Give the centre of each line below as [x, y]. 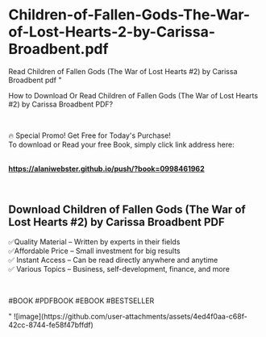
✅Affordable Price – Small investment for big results [94, 251]
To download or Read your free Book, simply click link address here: [122, 144]
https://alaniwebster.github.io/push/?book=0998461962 [107, 168]
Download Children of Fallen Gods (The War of [127, 210]
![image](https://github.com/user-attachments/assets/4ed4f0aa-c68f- [130, 316]
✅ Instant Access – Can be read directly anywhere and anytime [113, 260]
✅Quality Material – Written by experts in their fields [94, 241]
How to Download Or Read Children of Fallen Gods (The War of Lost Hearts [133, 95]
